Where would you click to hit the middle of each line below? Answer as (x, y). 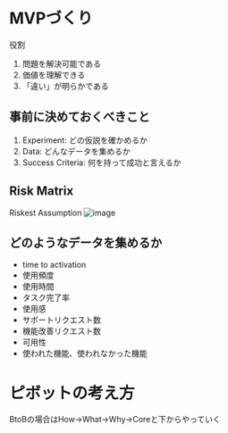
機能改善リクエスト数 (61, 331)
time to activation (54, 265)
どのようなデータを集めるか (86, 242)
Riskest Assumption (46, 212)
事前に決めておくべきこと (80, 117)
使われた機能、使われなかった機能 (84, 354)
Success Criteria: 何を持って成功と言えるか (101, 162)
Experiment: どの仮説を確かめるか (84, 140)
